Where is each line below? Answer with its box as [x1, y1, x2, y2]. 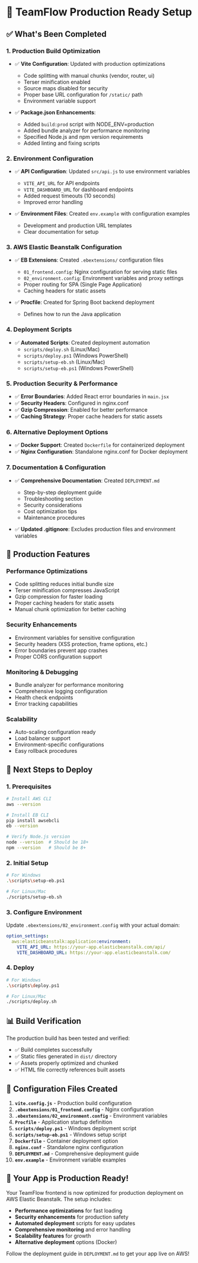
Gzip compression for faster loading [14, 593, 103, 600]
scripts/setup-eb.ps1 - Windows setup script [14, 1131, 127, 1138]
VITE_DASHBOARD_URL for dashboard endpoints [23, 186, 133, 193]
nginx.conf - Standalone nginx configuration [14, 1143, 124, 1150]
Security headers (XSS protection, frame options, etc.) [14, 640, 148, 647]
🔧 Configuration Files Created [6, 1084, 118, 1094]
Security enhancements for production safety [14, 1213, 129, 1220]
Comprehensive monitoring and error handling [14, 1226, 131, 1233]
